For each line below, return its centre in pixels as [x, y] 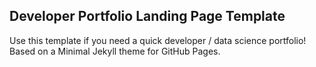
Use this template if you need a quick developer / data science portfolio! [158, 40]
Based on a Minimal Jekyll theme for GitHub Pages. [115, 51]
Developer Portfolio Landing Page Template [147, 16]
